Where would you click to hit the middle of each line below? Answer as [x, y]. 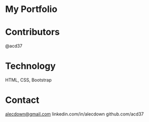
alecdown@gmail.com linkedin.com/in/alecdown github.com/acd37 [74, 114]
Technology [30, 66]
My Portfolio [31, 9]
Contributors [32, 32]
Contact [22, 100]
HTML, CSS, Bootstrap [28, 80]
